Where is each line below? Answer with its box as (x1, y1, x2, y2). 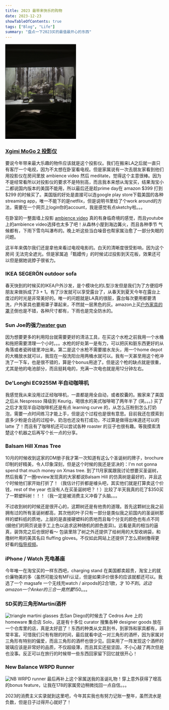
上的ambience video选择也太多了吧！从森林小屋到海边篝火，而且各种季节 (5, 221, 157, 227)
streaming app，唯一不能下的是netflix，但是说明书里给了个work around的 (5, 198, 158, 204)
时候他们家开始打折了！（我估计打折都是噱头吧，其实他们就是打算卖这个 (9, 480, 159, 486)
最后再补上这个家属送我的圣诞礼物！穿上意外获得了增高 (47, 676, 162, 682)
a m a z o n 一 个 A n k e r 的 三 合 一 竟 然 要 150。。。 (5, 586, 91, 592)
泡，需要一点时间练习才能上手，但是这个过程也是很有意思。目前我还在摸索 (5, 411, 159, 417)
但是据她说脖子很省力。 (9, 258, 58, 264)
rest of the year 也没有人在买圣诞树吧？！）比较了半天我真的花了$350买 (14, 486, 164, 492)
